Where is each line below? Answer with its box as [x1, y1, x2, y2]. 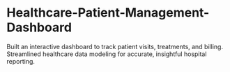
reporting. [6, 57, 36, 65]
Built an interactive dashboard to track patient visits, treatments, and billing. [6, 42, 224, 51]
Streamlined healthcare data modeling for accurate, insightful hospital [6, 50, 207, 58]
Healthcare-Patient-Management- [6, 5, 210, 21]
